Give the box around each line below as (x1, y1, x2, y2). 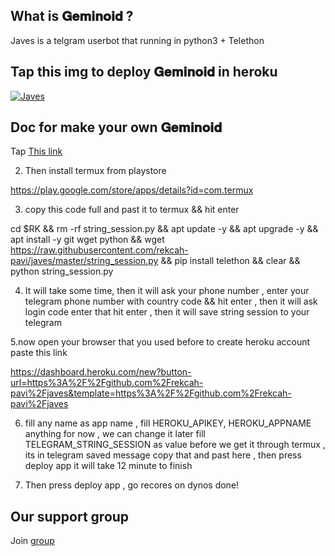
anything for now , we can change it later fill (24, 428, 206, 440)
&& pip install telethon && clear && (160, 255, 301, 267)
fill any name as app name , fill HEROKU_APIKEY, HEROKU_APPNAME (24, 417, 312, 429)
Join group (10, 535, 55, 547)
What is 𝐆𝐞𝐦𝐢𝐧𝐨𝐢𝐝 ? (10, 8, 134, 25)
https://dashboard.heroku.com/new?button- (10, 366, 192, 378)
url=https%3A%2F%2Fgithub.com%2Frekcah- (10, 377, 204, 389)
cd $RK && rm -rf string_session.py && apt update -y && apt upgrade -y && (10, 223, 319, 235)
